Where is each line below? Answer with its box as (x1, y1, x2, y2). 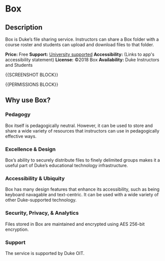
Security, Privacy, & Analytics (5, 209, 79, 216)
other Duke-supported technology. (5, 197, 76, 203)
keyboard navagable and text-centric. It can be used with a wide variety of (5, 192, 159, 198)
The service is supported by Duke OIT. (5, 250, 85, 256)
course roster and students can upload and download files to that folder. (5, 42, 154, 48)
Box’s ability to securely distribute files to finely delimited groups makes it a (5, 157, 160, 163)
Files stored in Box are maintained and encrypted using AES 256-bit (5, 221, 145, 227)
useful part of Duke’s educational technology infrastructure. (5, 162, 128, 168)
